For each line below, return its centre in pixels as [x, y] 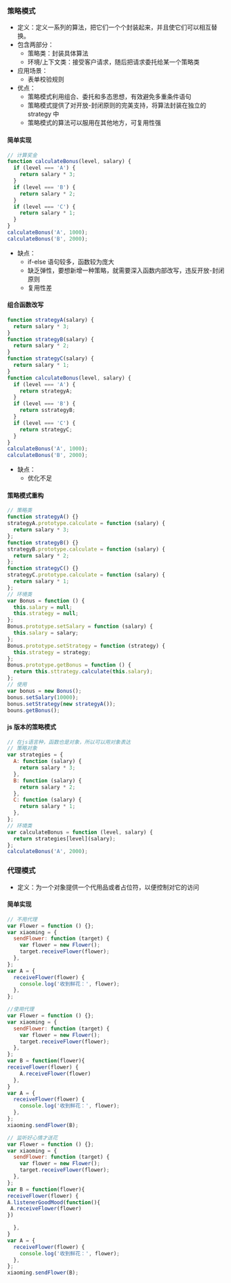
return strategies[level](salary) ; [65, 838]
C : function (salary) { [47, 800]
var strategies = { [35, 755]
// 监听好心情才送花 [33, 1138]
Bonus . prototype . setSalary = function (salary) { [80, 627]
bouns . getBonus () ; [34, 710]
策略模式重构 [25, 495]
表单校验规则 [46, 79]
